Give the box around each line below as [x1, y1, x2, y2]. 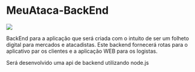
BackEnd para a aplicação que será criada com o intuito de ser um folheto [6, 34, 189, 42]
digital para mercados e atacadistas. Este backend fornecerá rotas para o [6, 41, 188, 48]
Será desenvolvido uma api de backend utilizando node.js [6, 59, 149, 66]
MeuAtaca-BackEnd [6, 4, 109, 17]
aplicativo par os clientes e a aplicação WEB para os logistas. [6, 47, 158, 55]
